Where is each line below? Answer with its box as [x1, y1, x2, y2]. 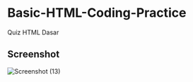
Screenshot [7, 48, 60, 60]
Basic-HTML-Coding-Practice [7, 5, 187, 21]
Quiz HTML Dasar [7, 28, 59, 36]
